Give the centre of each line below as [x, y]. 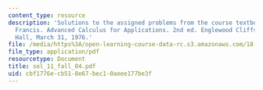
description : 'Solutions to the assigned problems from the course [121, 23]
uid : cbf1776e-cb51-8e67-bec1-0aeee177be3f [80, 74]
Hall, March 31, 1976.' [54, 37]
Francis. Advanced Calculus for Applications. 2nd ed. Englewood [124, 30]
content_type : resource [47, 15]
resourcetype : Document [47, 59]
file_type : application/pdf [54, 52]
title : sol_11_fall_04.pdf [52, 67]
